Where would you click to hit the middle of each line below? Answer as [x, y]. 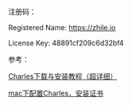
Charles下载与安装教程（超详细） [63, 76]
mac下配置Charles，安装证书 [56, 93]
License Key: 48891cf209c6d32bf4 [66, 43]
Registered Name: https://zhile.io [62, 27]
